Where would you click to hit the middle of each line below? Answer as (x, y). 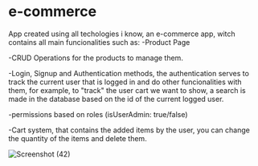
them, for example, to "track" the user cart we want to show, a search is (127, 90)
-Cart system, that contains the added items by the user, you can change (129, 130)
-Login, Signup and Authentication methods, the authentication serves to (129, 73)
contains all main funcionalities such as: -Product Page (99, 42)
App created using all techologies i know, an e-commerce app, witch (122, 34)
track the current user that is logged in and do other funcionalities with (125, 82)
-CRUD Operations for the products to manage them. (96, 58)
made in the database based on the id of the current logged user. (116, 99)
